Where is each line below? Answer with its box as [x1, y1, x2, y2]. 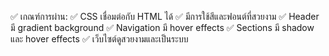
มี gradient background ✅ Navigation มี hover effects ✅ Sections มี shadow [10, 22, 315, 33]
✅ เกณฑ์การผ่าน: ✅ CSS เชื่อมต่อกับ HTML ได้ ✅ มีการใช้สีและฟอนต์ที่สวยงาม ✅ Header [10, 11, 320, 22]
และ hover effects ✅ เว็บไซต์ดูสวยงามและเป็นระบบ [10, 33, 189, 45]
